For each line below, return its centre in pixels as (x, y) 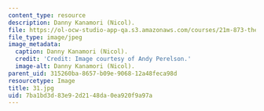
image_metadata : (35, 45)
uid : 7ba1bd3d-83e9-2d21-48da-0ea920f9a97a (81, 95)
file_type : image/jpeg (45, 37)
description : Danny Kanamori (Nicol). (71, 23)
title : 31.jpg (31, 88)
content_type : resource (47, 15)
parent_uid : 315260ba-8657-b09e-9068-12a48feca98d (93, 73)
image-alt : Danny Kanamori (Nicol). (75, 66)
